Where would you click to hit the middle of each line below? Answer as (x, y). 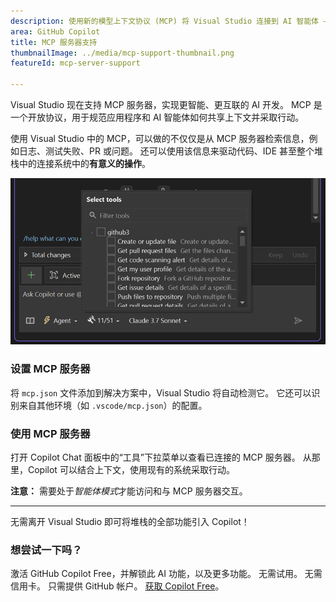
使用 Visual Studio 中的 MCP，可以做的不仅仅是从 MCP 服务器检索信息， (160, 138)
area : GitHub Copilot (55, 31)
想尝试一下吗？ (46, 550)
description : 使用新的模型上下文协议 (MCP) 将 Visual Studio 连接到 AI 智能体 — (169, 21)
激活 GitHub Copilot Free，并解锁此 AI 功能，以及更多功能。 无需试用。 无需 (166, 574)
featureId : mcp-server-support (75, 63)
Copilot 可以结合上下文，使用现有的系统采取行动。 (131, 470)
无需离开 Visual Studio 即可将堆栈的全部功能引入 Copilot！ (130, 522)
